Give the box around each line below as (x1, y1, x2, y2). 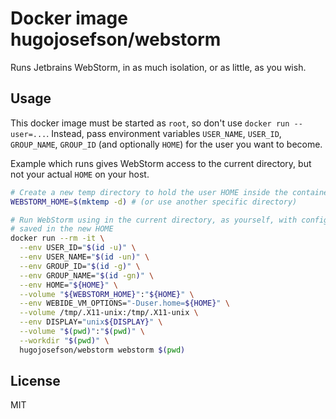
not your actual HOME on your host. (10, 168, 150, 180)
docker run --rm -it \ (10, 233, 105, 244)
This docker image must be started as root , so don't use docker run (10, 117, 290, 129)
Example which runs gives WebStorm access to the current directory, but (10, 157, 312, 169)
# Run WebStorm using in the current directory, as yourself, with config (10, 215, 329, 225)
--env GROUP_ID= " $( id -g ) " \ (19, 261, 141, 271)
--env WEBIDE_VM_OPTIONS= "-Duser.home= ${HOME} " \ (19, 298, 230, 309)
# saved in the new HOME (10, 224, 114, 234)
